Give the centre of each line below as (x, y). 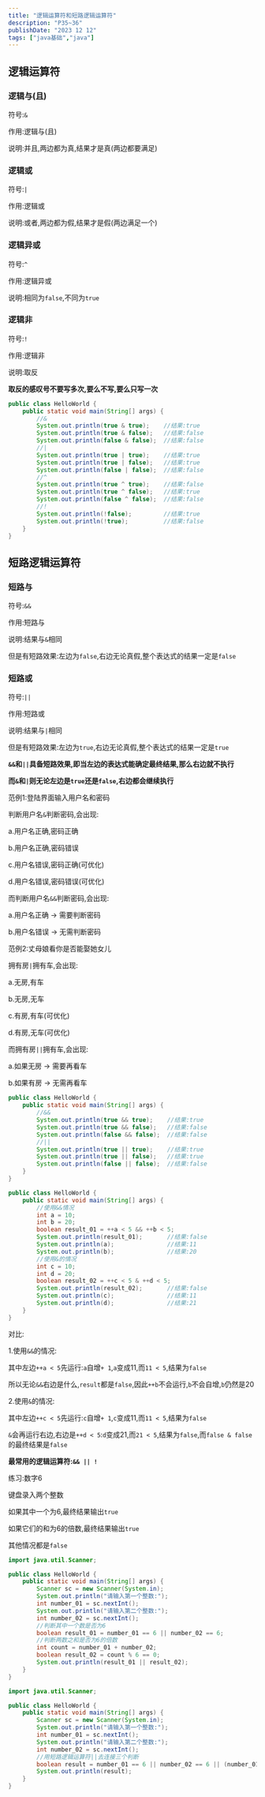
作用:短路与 (27, 623)
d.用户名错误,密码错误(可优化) (56, 882)
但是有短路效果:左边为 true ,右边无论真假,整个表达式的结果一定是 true (119, 748)
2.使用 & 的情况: (32, 1401)
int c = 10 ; (56, 1266)
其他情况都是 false (38, 1545)
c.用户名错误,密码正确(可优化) (56, 865)
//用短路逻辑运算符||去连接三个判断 (88, 1757)
